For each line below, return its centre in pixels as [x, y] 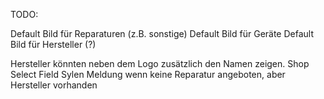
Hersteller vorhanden [54, 85]
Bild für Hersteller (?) [53, 44]
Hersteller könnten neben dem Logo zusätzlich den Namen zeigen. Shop [160, 63]
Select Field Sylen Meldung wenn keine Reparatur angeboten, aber [148, 74]
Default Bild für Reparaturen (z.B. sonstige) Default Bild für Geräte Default [162, 33]
